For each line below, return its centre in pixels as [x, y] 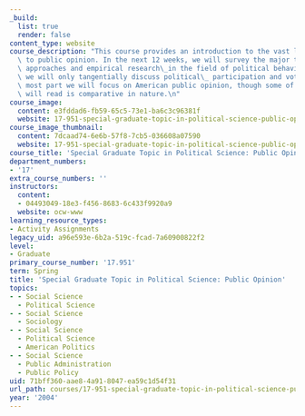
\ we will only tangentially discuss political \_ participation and [150, 77]
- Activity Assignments [54, 229]
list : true [38, 26]
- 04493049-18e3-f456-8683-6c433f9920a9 [95, 204]
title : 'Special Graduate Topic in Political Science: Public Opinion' [148, 280]
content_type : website [52, 43]
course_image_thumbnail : [56, 128]
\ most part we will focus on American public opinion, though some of [156, 85]
